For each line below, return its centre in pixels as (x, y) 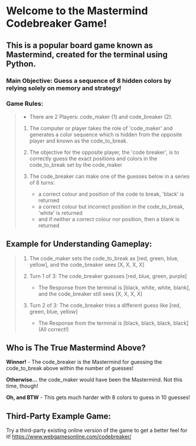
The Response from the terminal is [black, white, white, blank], (114, 287)
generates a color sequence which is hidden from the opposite (106, 134)
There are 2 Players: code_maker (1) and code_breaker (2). (101, 117)
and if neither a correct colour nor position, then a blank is (109, 219)
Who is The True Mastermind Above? (76, 348)
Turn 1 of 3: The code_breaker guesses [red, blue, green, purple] (108, 276)
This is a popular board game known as (80, 45)
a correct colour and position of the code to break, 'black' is (111, 194)
